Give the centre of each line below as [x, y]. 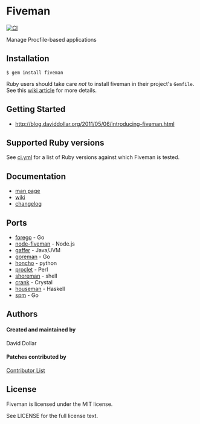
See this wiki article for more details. [52, 90]
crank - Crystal [34, 282]
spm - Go [27, 295]
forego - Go [30, 237]
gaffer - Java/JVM [38, 250]
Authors [22, 314]
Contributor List [26, 370]
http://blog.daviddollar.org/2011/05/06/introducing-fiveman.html [95, 124]
